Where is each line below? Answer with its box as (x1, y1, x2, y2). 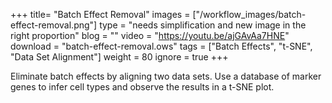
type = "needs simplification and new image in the (99, 19, 307, 31)
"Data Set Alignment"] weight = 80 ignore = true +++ (10, 51, 229, 63)
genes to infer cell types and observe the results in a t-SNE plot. (10, 81, 275, 93)
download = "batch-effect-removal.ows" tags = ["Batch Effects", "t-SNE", (10, 40, 313, 52)
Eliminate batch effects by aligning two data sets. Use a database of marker (10, 70, 322, 82)
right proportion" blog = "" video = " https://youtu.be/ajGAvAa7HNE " (10, 30, 290, 41)
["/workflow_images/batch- (192, 9, 307, 20)
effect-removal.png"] (10, 19, 98, 31)
